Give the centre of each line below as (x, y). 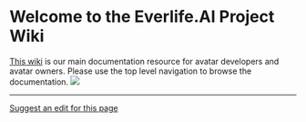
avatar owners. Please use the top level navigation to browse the (131, 71)
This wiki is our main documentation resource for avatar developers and (144, 61)
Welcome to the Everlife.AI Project (142, 17)
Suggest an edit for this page (64, 107)
